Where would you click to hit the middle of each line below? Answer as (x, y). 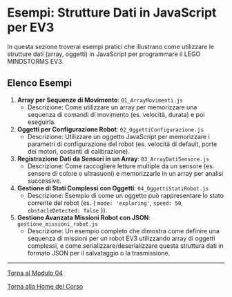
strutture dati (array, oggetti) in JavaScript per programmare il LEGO (104, 54)
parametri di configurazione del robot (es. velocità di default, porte (122, 144)
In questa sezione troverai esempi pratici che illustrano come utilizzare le (111, 46)
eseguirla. (42, 122)
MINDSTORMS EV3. (36, 61)
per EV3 (31, 27)
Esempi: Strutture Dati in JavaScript (112, 13)
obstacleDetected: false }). (67, 210)
